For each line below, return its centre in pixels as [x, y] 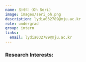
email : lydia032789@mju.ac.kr [41, 38]
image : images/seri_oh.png [33, 14]
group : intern [20, 28]
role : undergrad [22, 24]
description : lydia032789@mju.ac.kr [43, 19]
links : [12, 33]
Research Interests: [29, 55]
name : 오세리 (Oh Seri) [28, 10]
